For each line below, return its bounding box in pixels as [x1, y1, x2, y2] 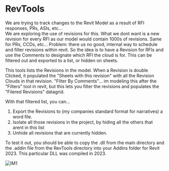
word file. [12, 113, 33, 119]
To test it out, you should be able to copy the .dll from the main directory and [5, 140, 165, 146]
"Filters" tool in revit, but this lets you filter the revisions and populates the [5, 83, 159, 89]
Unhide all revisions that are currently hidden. [12, 130, 107, 136]
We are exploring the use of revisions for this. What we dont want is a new [5, 30, 160, 36]
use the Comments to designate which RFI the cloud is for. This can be [5, 52, 152, 58]
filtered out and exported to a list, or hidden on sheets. [5, 57, 119, 63]
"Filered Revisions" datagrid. [5, 89, 65, 95]
